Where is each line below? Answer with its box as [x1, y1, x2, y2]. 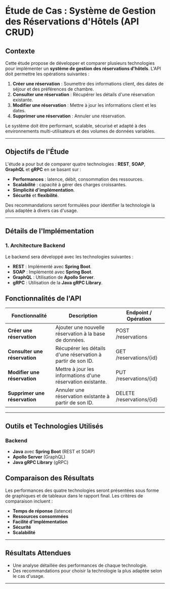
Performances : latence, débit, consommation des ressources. [12, 176, 144, 182]
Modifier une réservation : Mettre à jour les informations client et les [12, 102, 157, 108]
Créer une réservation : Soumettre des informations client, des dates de [12, 81, 164, 87]
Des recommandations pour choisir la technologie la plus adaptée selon [12, 567, 162, 574]
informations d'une [55, 372, 101, 379]
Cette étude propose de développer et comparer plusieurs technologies [5, 60, 155, 66]
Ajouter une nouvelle [55, 324, 105, 331]
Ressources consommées [12, 513, 69, 519]
